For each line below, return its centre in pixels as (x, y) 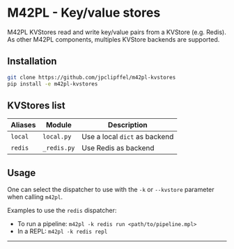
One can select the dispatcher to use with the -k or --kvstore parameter (111, 190)
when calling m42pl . (35, 197)
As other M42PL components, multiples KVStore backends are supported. (114, 39)
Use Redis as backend (118, 148)
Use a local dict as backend (128, 137)
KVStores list (37, 105)
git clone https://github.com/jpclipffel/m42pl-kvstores (92, 77)
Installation (32, 62)
